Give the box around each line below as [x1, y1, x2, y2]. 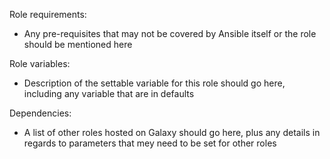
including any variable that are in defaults [23, 88, 195, 99]
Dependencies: [9, 107, 72, 119]
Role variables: [9, 58, 71, 69]
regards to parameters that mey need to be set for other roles [23, 137, 277, 149]
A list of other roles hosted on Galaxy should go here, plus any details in [23, 127, 321, 138]
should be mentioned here [23, 39, 133, 50]
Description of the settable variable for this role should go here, [23, 77, 286, 89]
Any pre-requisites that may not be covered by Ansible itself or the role [23, 28, 317, 39]
